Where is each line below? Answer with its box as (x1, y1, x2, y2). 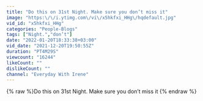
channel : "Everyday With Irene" (6, 71, 89, 77)
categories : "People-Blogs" (6, 26, 78, 32)
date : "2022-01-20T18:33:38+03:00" (6, 37, 97, 43)
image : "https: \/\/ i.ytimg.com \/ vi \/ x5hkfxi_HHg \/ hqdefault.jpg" (6, 15, 176, 21)
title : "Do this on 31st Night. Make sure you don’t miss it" (6, 9, 168, 15)
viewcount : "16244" (6, 54, 56, 60)
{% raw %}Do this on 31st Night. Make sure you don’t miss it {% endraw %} (6, 88, 197, 95)
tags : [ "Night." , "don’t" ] (6, 32, 72, 38)
